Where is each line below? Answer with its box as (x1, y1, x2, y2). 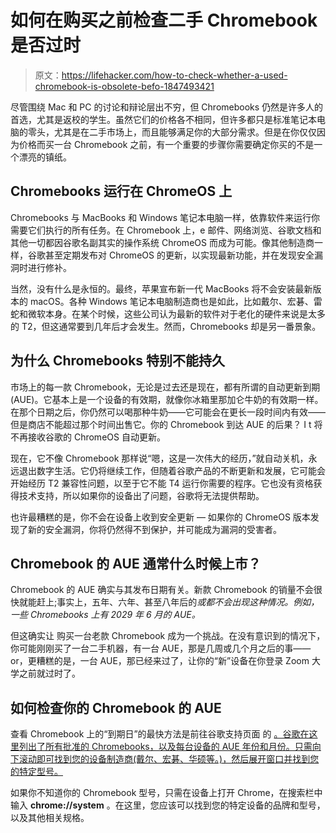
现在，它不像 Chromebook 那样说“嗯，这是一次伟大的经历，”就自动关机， (10, 452, 309, 464)
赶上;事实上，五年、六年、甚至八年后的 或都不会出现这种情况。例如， (36, 596, 320, 608)
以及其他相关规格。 (10, 812, 90, 824)
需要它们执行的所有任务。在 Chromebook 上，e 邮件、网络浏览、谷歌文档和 (10, 224, 322, 236)
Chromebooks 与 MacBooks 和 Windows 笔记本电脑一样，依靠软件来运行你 (10, 211, 321, 223)
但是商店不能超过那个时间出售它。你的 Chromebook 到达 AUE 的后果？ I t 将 (10, 418, 323, 430)
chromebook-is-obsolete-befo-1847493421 (34, 80, 215, 92)
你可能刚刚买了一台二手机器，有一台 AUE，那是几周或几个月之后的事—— (10, 642, 312, 655)
